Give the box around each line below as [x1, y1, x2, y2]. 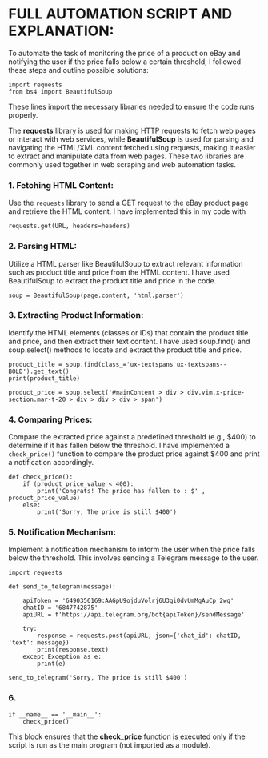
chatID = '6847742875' [22, 604, 98, 612]
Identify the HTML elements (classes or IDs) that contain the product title [8, 327, 249, 337]
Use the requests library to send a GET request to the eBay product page [8, 198, 249, 208]
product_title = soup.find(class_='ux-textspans [8, 360, 174, 368]
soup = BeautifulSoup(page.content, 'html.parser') [8, 291, 184, 299]
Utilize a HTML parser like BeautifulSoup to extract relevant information [8, 259, 243, 268]
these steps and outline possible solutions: [8, 65, 150, 74]
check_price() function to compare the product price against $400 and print [8, 449, 260, 459]
